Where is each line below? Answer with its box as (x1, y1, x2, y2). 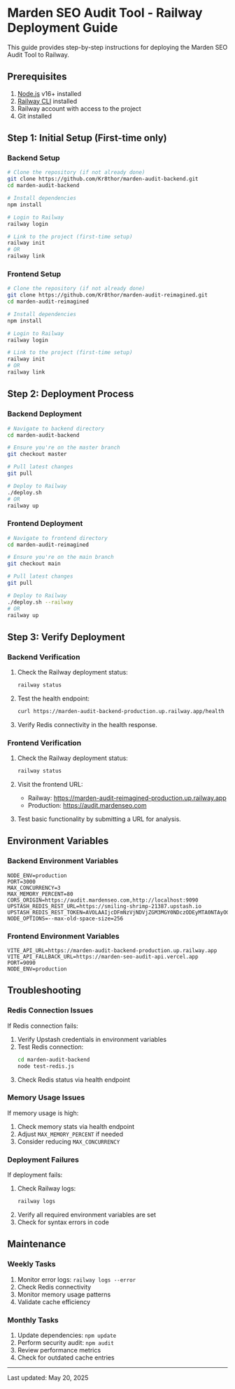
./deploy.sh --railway (7, 598, 73, 606)
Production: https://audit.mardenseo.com (27, 801, 147, 810)
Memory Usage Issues (7, 1092, 85, 1102)
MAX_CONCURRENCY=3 (7, 884, 61, 891)
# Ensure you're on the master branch (7, 444, 120, 452)
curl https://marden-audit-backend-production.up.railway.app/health (17, 708, 225, 715)
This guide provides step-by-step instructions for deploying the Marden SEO (7, 43, 228, 51)
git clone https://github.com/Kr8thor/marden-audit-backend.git (7, 175, 199, 183)
